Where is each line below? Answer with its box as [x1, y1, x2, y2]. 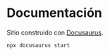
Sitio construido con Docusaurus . [6, 28, 104, 37]
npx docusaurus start [6, 42, 71, 49]
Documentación [6, 5, 103, 21]
